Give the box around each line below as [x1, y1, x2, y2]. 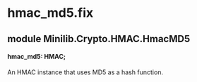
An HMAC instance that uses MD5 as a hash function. [7, 68, 164, 76]
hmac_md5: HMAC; [7, 53, 66, 61]
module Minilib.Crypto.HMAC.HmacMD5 [7, 33, 191, 45]
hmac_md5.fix [7, 5, 94, 21]
